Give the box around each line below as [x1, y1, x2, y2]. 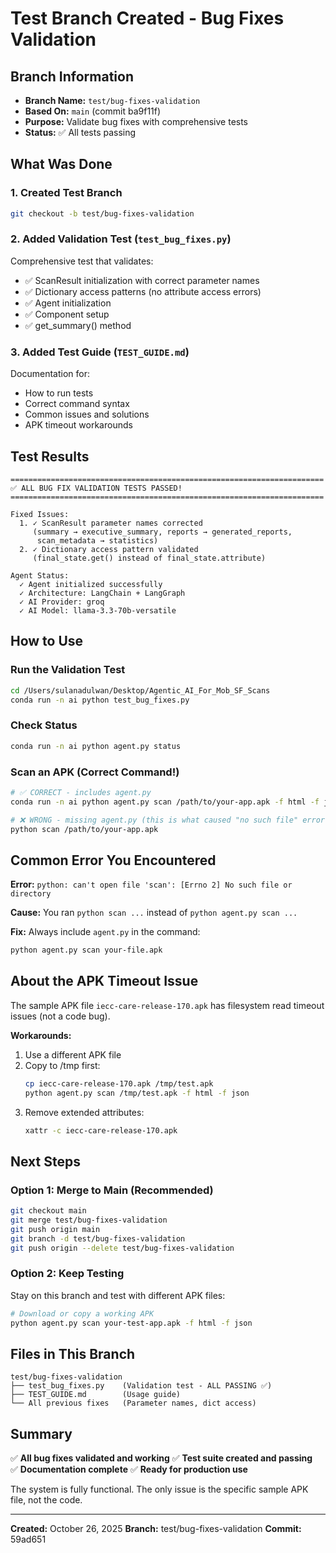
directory [10, 889, 52, 899]
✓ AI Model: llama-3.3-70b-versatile [19, 605, 177, 616]
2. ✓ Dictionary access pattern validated [19, 544, 199, 554]
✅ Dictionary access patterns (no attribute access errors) [24, 285, 262, 297]
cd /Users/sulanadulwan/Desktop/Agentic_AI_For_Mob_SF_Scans [10, 685, 271, 696]
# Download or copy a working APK [10, 1308, 155, 1319]
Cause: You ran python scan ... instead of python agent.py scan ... [10, 907, 298, 919]
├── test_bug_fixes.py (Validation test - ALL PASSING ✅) [10, 1381, 273, 1391]
